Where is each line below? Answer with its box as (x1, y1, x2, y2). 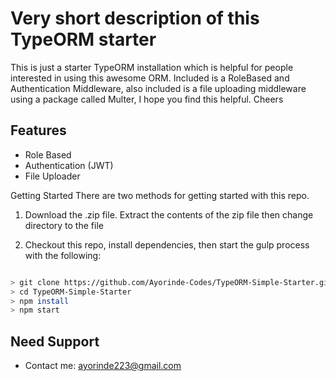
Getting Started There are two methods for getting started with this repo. (10, 189, 310, 201)
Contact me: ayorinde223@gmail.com (24, 360, 182, 372)
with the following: (24, 249, 102, 261)
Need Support (10, 333, 100, 350)
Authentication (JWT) (24, 159, 114, 171)
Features (10, 122, 67, 139)
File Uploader (24, 170, 81, 182)
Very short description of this (10, 7, 260, 30)
